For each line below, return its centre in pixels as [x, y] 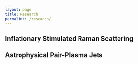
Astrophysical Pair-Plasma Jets [54, 55]
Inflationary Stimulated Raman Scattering [69, 38]
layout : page [18, 10]
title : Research [21, 14]
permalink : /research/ [28, 19]
